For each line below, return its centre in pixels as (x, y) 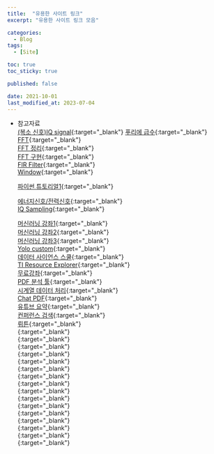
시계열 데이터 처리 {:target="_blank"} (68, 290)
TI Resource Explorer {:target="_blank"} (74, 265)
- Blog (23, 39)
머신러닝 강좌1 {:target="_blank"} (62, 224)
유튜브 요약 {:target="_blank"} (58, 306)
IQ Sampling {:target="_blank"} (61, 209)
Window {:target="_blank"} (55, 172)
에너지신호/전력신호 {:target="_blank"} (70, 201)
